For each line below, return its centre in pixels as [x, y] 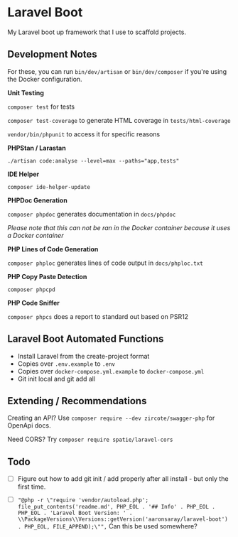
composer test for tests [41, 107]
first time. [32, 487]
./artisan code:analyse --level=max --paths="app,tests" [93, 161]
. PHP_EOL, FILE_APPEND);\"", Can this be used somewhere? [107, 526]
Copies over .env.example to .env [66, 364]
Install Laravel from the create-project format [83, 356]
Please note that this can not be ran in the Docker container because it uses [119, 227]
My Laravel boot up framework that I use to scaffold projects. [97, 32]
